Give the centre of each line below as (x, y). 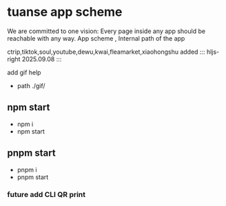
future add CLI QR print (47, 195)
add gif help (24, 72)
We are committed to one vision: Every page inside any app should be (106, 31)
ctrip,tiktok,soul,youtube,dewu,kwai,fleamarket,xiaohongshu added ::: (106, 52)
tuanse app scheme (65, 12)
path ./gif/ (31, 85)
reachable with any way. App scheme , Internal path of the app (96, 38)
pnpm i (27, 169)
